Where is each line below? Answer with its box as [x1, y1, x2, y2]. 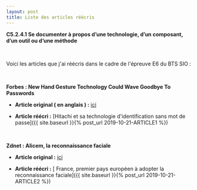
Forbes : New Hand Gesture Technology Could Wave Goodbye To [6, 83, 171, 90]
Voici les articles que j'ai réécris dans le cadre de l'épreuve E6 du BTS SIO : [6, 60, 192, 67]
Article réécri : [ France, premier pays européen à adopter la [14, 165, 164, 172]
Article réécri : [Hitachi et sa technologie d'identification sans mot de [14, 113, 186, 120]
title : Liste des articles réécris [6, 14, 95, 20]
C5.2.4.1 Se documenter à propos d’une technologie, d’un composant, [6, 30, 183, 38]
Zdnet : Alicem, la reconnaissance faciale [6, 142, 111, 149]
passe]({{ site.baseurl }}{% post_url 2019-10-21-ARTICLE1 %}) [14, 119, 168, 126]
